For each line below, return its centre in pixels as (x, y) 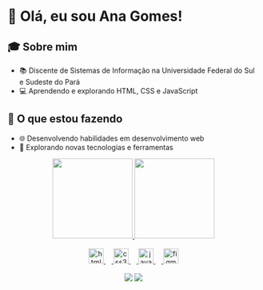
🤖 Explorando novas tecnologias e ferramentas (96, 147)
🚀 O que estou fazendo (65, 119)
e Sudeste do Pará (50, 82)
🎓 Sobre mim (42, 47)
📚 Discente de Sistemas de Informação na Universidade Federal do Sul (137, 70)
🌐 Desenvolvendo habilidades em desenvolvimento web (112, 138)
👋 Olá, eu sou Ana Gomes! (95, 16)
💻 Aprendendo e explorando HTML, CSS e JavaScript (108, 91)
